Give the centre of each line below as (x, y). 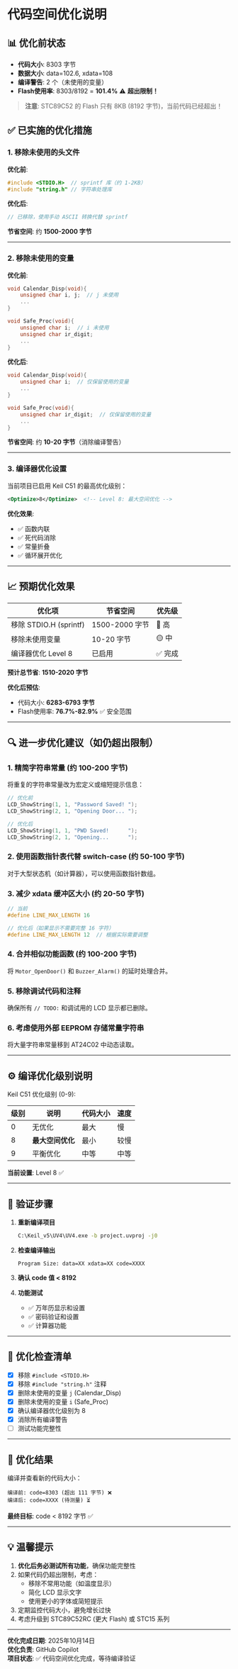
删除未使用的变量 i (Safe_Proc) (63, 1402)
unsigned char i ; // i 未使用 (65, 328)
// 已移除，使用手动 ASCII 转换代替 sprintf (68, 217)
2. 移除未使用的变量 (41, 258)
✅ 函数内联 (34, 528)
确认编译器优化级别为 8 (52, 1410)
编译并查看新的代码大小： (45, 1478)
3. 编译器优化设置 (37, 469)
